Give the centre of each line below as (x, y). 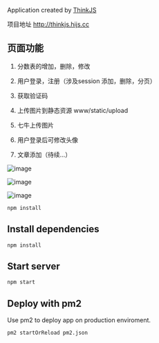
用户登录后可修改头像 (47, 140)
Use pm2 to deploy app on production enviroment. (79, 320)
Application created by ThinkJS (52, 10)
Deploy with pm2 (44, 303)
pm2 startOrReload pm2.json (48, 333)
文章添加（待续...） (44, 155)
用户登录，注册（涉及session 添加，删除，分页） (87, 81)
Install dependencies (53, 229)
